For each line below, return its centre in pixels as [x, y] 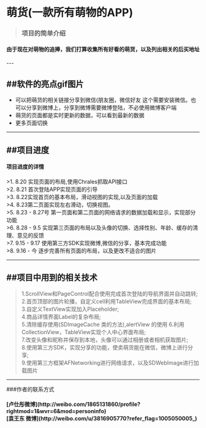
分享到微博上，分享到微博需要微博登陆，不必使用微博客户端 [101, 107]
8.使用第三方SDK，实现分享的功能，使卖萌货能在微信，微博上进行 [105, 347]
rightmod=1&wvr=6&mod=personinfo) [56, 411]
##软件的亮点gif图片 [45, 84]
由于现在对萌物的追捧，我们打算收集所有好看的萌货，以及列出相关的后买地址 [103, 49]
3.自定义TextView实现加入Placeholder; [70, 309]
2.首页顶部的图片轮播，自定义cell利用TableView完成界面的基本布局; [106, 301]
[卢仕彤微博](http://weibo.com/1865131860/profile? [74, 404]
